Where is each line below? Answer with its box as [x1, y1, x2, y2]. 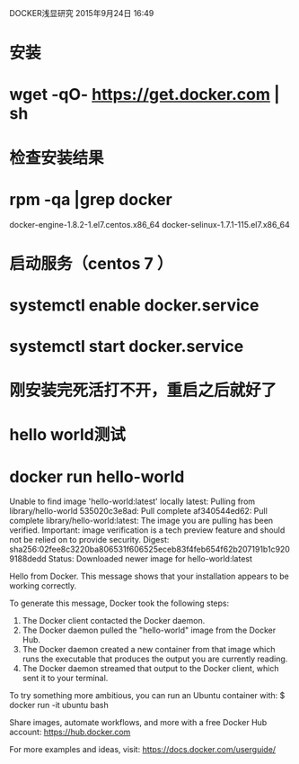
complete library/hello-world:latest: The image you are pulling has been [9, 516, 274, 526]
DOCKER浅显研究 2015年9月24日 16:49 [9, 8, 154, 18]
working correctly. [9, 580, 77, 591]
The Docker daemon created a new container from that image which [22, 644, 276, 655]
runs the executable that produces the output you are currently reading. [22, 653, 288, 664]
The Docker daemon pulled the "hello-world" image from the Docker [22, 625, 277, 636]
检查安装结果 [9, 148, 105, 168]
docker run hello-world [9, 466, 185, 487]
